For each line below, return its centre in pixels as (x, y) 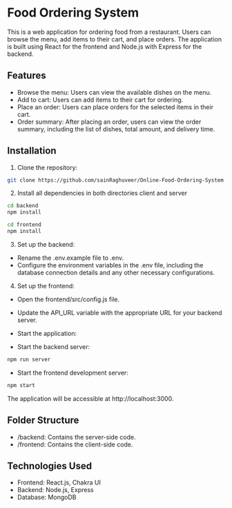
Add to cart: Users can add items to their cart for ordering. (100, 100)
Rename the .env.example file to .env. (70, 258)
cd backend (23, 206)
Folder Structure (43, 421)
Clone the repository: (47, 167)
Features (27, 76)
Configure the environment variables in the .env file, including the (110, 265)
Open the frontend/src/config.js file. (68, 299)
